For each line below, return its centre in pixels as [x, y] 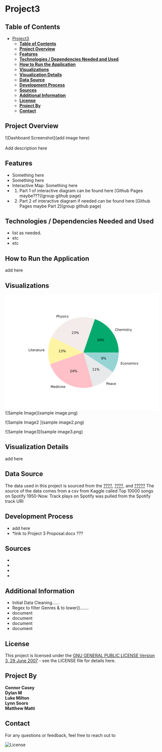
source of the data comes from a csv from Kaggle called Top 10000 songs [79, 491]
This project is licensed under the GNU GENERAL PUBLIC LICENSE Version [80, 655]
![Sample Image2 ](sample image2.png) [45, 422]
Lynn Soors [17, 703]
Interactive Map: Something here [45, 185]
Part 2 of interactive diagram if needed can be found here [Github [85, 201]
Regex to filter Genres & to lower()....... [50, 608]
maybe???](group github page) [50, 196]
